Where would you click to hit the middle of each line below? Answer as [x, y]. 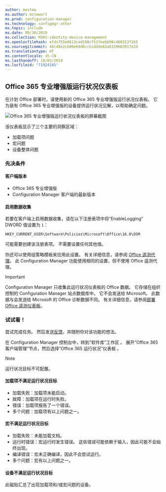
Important [15, 277]
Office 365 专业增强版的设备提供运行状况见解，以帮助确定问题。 [85, 105]
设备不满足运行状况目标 [29, 473]
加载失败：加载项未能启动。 [41, 393]
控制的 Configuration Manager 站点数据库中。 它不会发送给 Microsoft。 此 [80, 294]
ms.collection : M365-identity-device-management [56, 38]
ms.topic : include [24, 28]
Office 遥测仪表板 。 [25, 306]
